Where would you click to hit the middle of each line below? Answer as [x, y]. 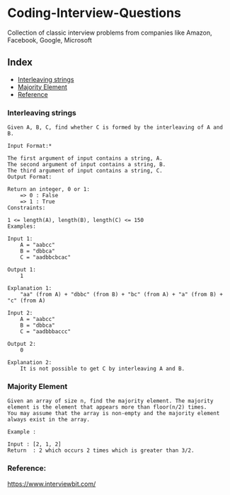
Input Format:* [30, 146]
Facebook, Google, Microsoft [50, 40]
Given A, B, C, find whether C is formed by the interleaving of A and [115, 128]
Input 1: [20, 239]
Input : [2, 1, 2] [34, 444]
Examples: [22, 227]
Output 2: [22, 344]
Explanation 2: [30, 363]
